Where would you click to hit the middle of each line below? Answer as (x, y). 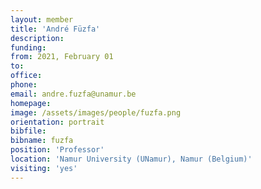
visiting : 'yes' (44, 168)
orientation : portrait (57, 122)
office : (26, 76)
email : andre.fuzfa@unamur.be (73, 94)
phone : (24, 85)
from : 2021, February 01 (62, 57)
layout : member (42, 19)
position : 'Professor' (57, 150)
